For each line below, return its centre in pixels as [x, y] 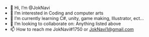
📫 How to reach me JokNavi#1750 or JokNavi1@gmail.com [72, 29]
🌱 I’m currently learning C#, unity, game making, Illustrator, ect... [77, 18]
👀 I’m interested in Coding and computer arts [57, 13]
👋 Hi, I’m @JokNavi [30, 8]
